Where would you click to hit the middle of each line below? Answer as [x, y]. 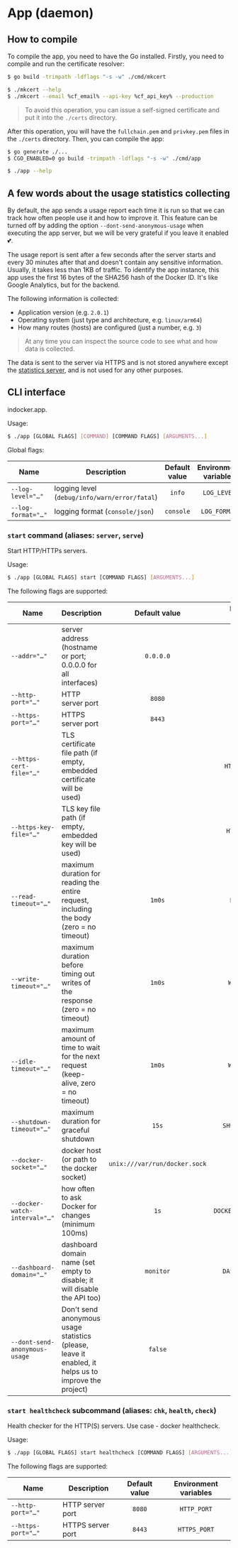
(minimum [78, 1224]
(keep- [73, 1074]
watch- [22, 1211]
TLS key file [81, 809]
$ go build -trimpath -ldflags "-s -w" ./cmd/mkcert [87, 77]
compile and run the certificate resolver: [66, 64]
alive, [70, 1083]
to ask [72, 1197]
